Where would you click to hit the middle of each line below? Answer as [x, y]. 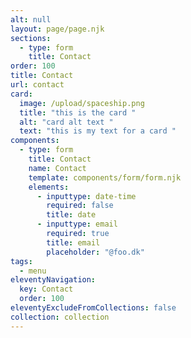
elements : [49, 187]
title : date [71, 215]
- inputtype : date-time [86, 196]
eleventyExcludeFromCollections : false [93, 308]
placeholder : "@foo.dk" [95, 252]
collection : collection [60, 317]
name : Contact [57, 168]
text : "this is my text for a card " [98, 131]
